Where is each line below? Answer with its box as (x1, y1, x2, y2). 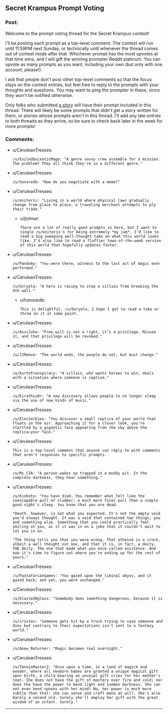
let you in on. (12, 528, 44, 533)
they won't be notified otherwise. (5, 92, 73, 98)
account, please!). (5, 66, 42, 72)
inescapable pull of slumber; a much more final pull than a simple (12, 497, 158, 503)
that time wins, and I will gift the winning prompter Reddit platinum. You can (5, 56, 161, 62)
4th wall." (12, 288, 35, 293)
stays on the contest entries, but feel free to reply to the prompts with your (5, 81, 159, 87)
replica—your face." (12, 429, 55, 434)
